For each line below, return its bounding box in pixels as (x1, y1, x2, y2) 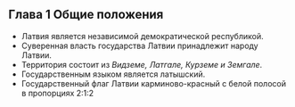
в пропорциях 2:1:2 (20, 87, 94, 98)
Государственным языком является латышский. (20, 69, 206, 79)
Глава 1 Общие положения (8, 7, 164, 22)
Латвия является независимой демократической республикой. (20, 30, 264, 41)
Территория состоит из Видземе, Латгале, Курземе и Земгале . (20, 59, 263, 70)
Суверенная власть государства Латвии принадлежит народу (20, 40, 259, 51)
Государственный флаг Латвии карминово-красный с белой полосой (20, 78, 287, 88)
